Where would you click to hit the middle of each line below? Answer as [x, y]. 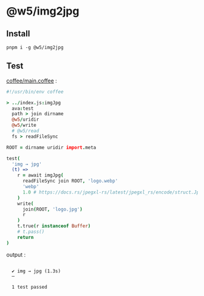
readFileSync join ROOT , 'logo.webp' [70, 181]
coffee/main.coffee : [32, 81]
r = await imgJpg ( [40, 175]
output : [16, 254]
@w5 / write [24, 126]
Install [18, 34]
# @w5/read [25, 131]
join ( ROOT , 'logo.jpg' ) [53, 209]
